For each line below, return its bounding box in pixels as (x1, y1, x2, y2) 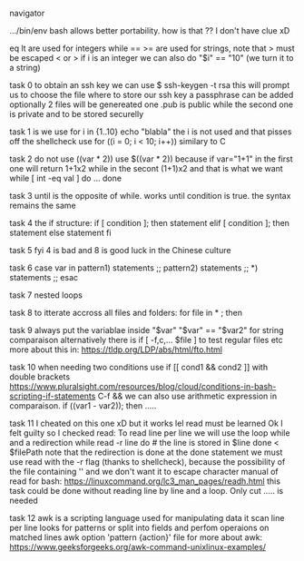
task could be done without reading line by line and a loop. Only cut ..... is (9, 486, 284, 496)
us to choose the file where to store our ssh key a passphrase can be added (9, 90, 294, 100)
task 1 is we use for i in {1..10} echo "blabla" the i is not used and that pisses (9, 126, 292, 137)
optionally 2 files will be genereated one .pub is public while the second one (9, 99, 293, 110)
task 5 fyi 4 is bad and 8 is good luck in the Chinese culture (9, 245, 231, 255)
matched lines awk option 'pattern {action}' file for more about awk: (9, 532, 263, 543)
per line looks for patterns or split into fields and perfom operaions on (9, 522, 270, 533)
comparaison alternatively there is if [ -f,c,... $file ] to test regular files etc (9, 335, 283, 345)
